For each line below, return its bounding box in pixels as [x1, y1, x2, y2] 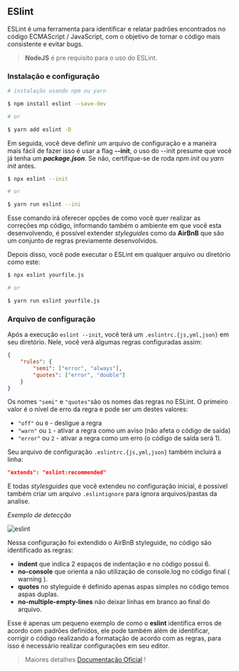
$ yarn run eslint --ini [7, 201, 81, 208]
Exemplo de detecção [7, 511, 72, 519]
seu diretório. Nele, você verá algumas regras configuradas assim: [7, 338, 203, 347]
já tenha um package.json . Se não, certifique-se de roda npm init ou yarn [7, 154, 224, 162]
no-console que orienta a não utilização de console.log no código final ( [17, 567, 230, 576]
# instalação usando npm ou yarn [7, 88, 107, 95]
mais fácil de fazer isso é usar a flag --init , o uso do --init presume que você [7, 146, 232, 155]
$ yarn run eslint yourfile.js [7, 297, 100, 305]
